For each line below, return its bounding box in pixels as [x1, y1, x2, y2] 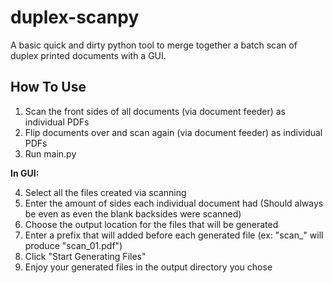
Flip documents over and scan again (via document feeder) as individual [24, 126, 323, 138]
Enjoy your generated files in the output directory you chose [24, 261, 273, 273]
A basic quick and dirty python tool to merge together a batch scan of [10, 39, 298, 51]
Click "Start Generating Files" [24, 250, 147, 262]
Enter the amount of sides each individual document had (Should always [24, 197, 324, 209]
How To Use [10, 79, 87, 96]
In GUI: [10, 167, 40, 179]
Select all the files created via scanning [24, 186, 187, 198]
